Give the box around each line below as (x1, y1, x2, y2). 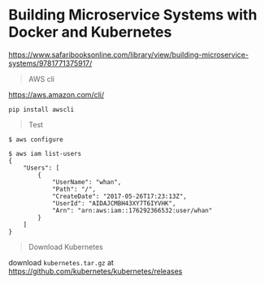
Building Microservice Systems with (8, 6, 258, 24)
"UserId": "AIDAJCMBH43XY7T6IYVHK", (51, 199, 176, 208)
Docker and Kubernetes (8, 23, 172, 41)
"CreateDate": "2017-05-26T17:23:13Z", (51, 192, 187, 200)
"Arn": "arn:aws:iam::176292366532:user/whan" (51, 206, 213, 214)
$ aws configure (8, 136, 63, 144)
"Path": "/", (51, 185, 96, 193)
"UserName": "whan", (51, 178, 122, 186)
